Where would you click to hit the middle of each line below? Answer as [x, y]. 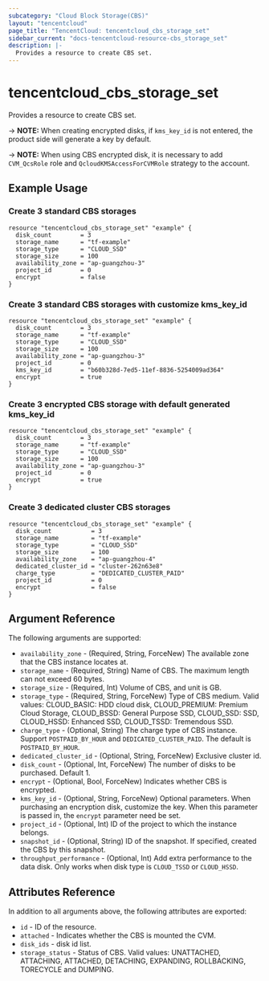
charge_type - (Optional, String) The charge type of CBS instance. [128, 731]
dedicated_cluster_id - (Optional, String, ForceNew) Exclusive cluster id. [141, 756]
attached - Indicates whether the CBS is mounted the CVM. [118, 935]
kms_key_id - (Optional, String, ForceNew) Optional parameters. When [135, 799]
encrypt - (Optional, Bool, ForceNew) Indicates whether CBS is [123, 782]
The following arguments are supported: [75, 638]
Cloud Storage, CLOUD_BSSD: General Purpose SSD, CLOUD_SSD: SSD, [139, 713]
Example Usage [48, 188]
